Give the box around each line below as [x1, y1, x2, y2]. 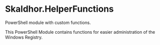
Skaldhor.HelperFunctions [5, 3, 114, 15]
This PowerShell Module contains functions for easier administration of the [5, 29, 155, 35]
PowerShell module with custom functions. [5, 20, 91, 25]
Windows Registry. [5, 34, 43, 40]
